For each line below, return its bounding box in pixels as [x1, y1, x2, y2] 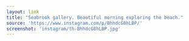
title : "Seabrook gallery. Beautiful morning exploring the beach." [6, 14, 184, 20]
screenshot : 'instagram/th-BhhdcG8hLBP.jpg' [6, 25, 121, 32]
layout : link [6, 8, 40, 15]
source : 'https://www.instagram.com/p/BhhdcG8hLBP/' [6, 20, 143, 26]
